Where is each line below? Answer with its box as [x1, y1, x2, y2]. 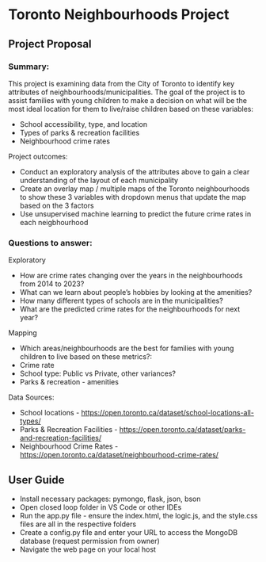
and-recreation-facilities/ [19, 434, 101, 443]
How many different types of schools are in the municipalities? [19, 296, 223, 306]
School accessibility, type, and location [19, 119, 148, 128]
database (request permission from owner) [19, 536, 160, 545]
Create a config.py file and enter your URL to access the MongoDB [19, 527, 238, 537]
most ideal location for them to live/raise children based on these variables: [8, 104, 253, 113]
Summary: [8, 61, 50, 72]
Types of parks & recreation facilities [19, 128, 140, 137]
